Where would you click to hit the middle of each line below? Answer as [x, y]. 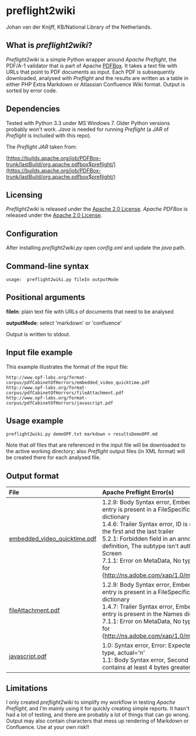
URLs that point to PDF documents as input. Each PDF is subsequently [90, 72]
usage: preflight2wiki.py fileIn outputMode [62, 279]
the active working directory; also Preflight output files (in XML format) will [96, 451]
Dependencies [33, 109]
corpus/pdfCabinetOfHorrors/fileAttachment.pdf [65, 393]
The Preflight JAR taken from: [42, 147]
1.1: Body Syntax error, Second [145, 660]
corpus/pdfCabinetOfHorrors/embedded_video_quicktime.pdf [78, 382]
